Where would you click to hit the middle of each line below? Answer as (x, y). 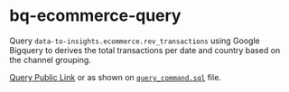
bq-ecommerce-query (95, 16)
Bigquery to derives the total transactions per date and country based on (145, 50)
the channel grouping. (51, 60)
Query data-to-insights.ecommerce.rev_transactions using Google (135, 41)
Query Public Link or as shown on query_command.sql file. (115, 77)
